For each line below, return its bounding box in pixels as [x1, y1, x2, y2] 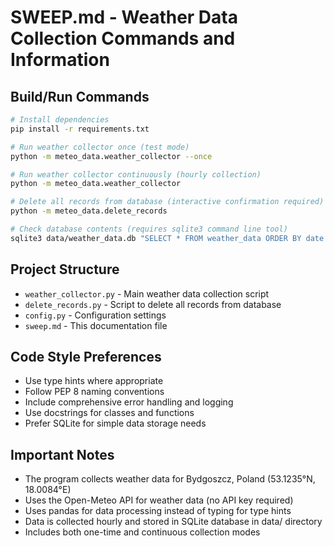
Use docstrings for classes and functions [24, 407, 195, 419]
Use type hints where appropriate [24, 375, 164, 387]
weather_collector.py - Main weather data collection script [24, 287, 270, 300]
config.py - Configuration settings [24, 309, 167, 321]
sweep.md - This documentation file [24, 319, 168, 331]
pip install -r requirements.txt [10, 124, 150, 134]
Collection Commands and [10, 27, 236, 50]
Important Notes [10, 446, 115, 463]
